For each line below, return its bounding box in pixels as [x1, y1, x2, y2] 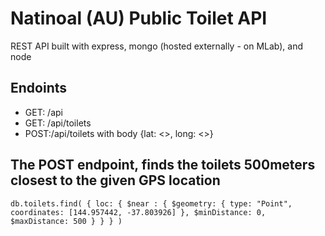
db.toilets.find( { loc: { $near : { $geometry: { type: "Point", [10, 198, 293, 209]
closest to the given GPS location [10, 172, 221, 189]
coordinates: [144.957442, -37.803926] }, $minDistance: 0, [10, 207, 267, 217]
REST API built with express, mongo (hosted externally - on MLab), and [10, 40, 304, 52]
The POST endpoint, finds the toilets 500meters [10, 157, 316, 174]
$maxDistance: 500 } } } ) [10, 216, 123, 226]
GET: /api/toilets [24, 117, 92, 129]
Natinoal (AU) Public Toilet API [10, 7, 268, 30]
